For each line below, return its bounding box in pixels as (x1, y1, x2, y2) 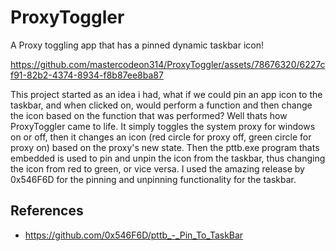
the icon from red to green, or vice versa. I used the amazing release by (10, 162, 305, 175)
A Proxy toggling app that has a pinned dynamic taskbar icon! (10, 39, 264, 51)
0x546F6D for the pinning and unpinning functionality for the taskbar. (10, 173, 297, 185)
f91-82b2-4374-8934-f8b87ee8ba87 (10, 69, 164, 81)
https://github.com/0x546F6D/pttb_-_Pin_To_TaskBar (24, 229, 244, 241)
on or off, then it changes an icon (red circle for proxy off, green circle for (10, 131, 312, 143)
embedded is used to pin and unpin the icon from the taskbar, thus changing (10, 152, 326, 164)
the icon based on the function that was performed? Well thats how (10, 109, 288, 121)
